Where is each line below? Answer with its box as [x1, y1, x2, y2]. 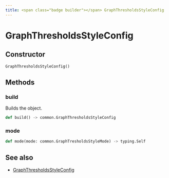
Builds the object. [5, 105, 43, 111]
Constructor [5, 50, 45, 59]
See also [5, 153, 33, 162]
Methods [5, 78, 35, 86]
